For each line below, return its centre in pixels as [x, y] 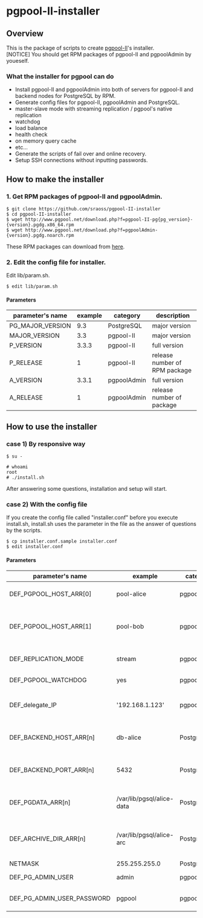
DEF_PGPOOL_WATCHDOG [48, 680]
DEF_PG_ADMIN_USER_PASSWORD [60, 898]
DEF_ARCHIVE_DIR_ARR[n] [48, 838]
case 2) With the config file [47, 505]
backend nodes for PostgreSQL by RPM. [65, 96]
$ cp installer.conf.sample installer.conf [62, 541]
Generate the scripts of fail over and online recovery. [81, 154]
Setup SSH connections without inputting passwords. [81, 160]
